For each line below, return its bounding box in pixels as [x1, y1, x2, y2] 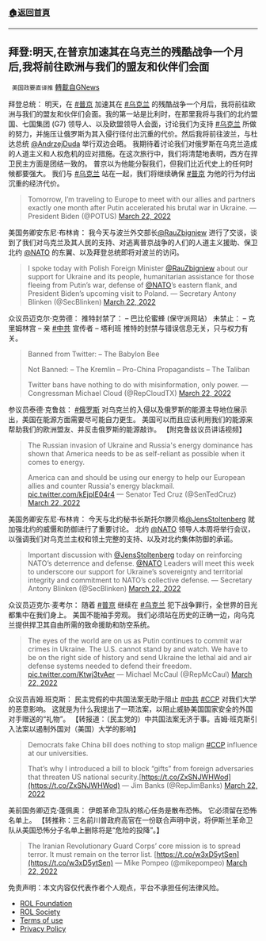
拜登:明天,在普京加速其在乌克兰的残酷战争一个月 [8, 45, 245, 59]
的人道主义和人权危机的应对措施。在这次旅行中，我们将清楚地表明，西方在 [8, 149, 251, 159]
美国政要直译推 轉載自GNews [11, 83, 101, 92]
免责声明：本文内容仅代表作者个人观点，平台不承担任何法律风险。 [8, 883, 223, 893]
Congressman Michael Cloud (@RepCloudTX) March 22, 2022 [27, 389, 231, 398]
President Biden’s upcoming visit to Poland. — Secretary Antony [27, 289, 237, 298]
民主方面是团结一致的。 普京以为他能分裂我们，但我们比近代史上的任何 [14, 159, 246, 168]
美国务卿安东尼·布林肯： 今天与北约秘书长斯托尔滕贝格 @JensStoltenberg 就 [8, 514, 255, 524]
